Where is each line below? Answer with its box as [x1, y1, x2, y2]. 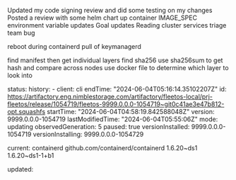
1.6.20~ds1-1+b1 [7, 152, 54, 159]
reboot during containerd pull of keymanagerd [7, 43, 141, 50]
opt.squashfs [7, 108, 46, 116]
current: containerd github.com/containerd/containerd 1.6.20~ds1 [7, 144, 198, 152]
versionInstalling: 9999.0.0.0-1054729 [33, 130, 144, 138]
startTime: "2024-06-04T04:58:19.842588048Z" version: [47, 108, 215, 116]
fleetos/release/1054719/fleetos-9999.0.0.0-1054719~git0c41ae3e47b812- [7, 100, 225, 108]
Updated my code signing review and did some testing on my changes [7, 6, 213, 14]
